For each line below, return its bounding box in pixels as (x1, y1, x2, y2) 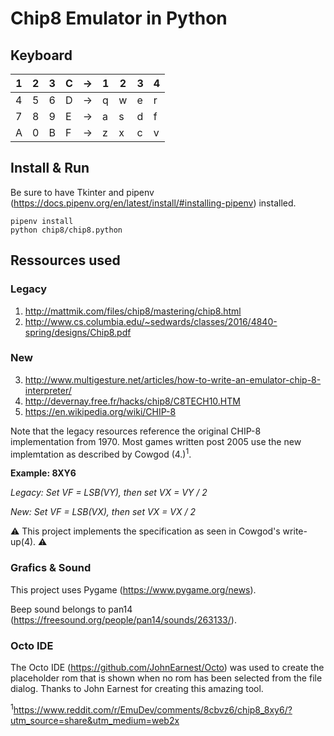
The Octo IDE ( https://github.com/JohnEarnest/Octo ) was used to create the (10, 662, 325, 674)
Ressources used (10, 252, 121, 269)
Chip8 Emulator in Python (10, 7, 228, 30)
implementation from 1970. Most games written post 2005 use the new (10, 435, 302, 447)
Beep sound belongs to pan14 (10, 603, 133, 615)
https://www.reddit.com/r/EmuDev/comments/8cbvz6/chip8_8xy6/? (13, 703, 293, 716)
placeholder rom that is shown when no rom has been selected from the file (10, 672, 323, 684)
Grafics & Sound (10, 561, 92, 575)
